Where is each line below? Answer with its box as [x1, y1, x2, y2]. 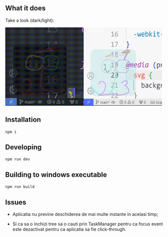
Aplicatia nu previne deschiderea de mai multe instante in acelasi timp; [12, 211, 158, 217]
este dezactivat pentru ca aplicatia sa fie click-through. [12, 226, 126, 232]
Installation [5, 115, 41, 124]
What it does [5, 4, 46, 13]
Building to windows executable [5, 170, 107, 179]
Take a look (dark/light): [5, 17, 54, 23]
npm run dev [5, 157, 30, 162]
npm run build [5, 184, 35, 189]
